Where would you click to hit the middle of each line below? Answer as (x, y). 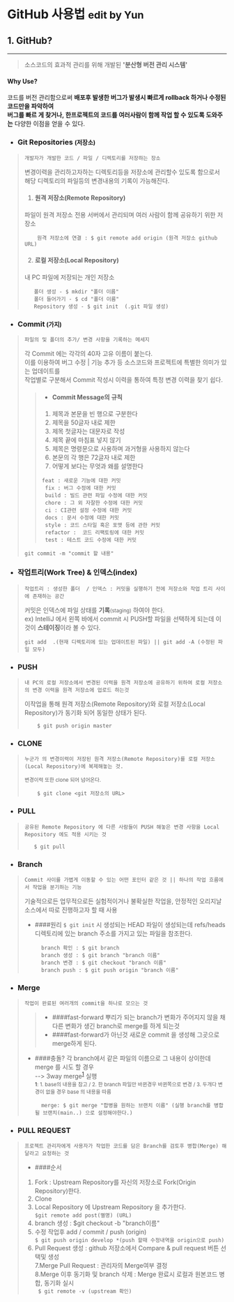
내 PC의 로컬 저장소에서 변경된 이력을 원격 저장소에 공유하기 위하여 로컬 (115, 683)
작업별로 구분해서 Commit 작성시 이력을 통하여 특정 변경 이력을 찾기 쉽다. (123, 380)
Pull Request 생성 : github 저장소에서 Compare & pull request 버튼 (127, 1248)
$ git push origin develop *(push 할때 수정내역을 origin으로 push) (130, 1241)
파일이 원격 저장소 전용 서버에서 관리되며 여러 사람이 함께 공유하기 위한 (120, 214)
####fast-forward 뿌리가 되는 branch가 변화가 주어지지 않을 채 (139, 1017)
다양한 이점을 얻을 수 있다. (50, 124)
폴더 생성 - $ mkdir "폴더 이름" (77, 291)
